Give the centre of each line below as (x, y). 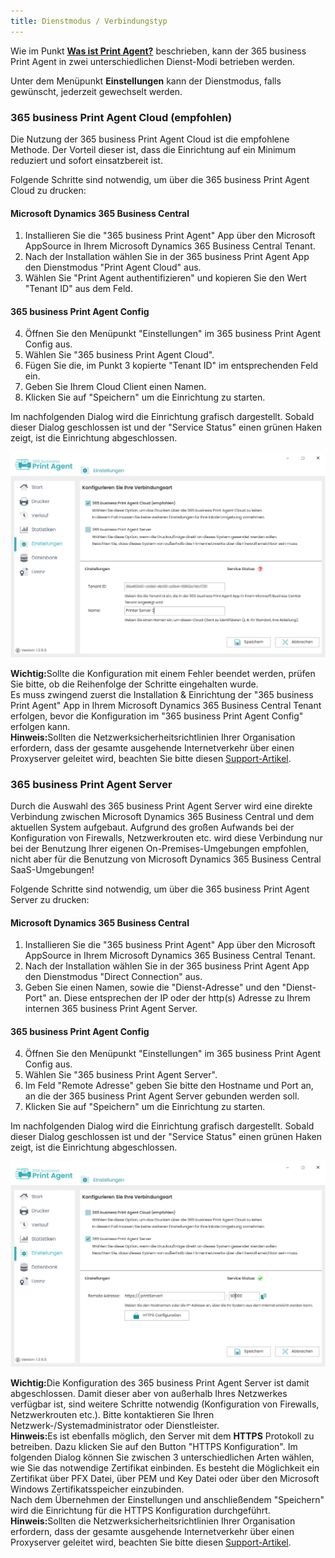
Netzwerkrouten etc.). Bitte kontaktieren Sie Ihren (112, 1414)
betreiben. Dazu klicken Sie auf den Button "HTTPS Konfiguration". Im (154, 1446)
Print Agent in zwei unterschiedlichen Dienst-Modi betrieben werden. (153, 61)
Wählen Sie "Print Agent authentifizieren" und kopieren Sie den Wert (165, 278)
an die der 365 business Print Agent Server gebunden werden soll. (162, 1096)
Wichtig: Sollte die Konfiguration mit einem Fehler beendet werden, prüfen (163, 673)
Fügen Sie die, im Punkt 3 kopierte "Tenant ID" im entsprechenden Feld (171, 366)
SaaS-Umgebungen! (52, 869)
